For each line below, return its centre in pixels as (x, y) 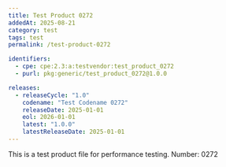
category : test (33, 30)
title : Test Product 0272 (50, 15)
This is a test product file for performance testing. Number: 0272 (113, 154)
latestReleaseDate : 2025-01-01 (74, 132)
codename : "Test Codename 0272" (75, 102)
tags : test (26, 37)
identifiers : (30, 59)
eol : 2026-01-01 (49, 117)
